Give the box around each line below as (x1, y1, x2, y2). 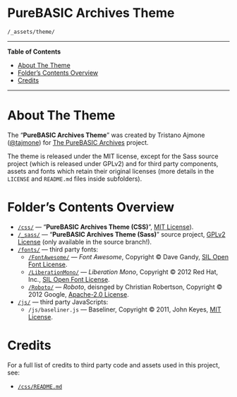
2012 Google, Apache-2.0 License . (28, 290, 129, 298)
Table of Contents (7, 47, 61, 56)
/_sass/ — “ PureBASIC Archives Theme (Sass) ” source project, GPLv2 (17, 230, 226, 238)
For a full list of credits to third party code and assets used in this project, (7, 360, 220, 369)
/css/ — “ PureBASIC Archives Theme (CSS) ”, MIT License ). (17, 223, 194, 231)
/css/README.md (17, 383, 63, 390)
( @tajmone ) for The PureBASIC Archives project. (7, 138, 150, 146)
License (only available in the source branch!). (17, 237, 152, 246)
